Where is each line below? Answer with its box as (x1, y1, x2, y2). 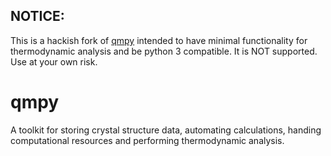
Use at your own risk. (10, 55, 98, 68)
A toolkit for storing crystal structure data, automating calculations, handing (10, 124, 322, 136)
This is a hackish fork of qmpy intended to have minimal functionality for (10, 34, 308, 46)
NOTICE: (10, 8, 65, 25)
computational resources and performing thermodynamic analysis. (10, 134, 285, 146)
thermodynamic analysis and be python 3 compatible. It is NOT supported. (10, 45, 318, 57)
